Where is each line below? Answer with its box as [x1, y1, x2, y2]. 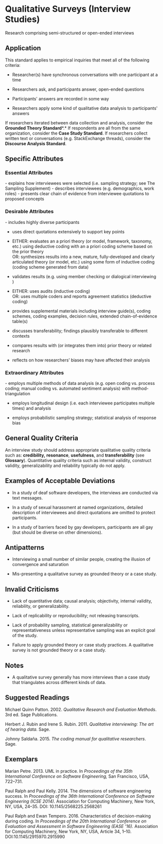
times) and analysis [12, 405, 51, 411]
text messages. [12, 495, 43, 501]
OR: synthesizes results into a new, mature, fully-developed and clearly [12, 254, 155, 260]
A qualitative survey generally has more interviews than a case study [12, 674, 150, 680]
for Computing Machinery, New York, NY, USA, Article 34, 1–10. [5, 828, 132, 834]
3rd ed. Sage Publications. [5, 711, 58, 718]
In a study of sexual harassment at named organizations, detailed [12, 504, 143, 510]
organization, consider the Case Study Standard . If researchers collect [5, 130, 147, 136]
